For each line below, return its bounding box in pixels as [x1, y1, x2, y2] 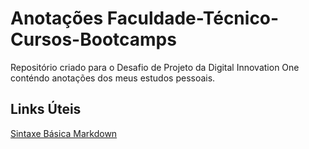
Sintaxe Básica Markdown [10, 127, 118, 139]
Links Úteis [10, 101, 82, 118]
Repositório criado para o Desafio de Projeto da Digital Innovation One [10, 61, 300, 73]
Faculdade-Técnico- [106, 7, 280, 30]
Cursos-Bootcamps [10, 28, 177, 51]
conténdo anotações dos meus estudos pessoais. [10, 72, 216, 84]
